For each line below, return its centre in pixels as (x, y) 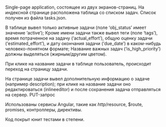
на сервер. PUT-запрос (30, 95)
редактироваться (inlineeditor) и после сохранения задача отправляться (83, 89)
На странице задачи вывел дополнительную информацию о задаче (77, 79)
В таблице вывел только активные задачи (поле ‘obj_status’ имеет (76, 27)
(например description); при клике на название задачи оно (68, 84)
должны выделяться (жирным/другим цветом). (56, 54)
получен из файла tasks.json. (36, 18)
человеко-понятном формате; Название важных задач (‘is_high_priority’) (83, 49)
